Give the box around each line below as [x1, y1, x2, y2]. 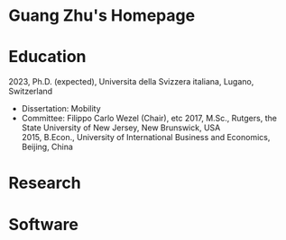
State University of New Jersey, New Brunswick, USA [21, 122, 221, 133]
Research [8, 173, 82, 193]
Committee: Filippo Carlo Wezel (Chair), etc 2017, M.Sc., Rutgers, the [21, 113, 277, 124]
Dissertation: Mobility [21, 103, 101, 114]
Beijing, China [21, 141, 74, 153]
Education [8, 47, 87, 67]
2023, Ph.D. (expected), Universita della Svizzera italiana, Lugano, [8, 76, 254, 87]
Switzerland [8, 86, 53, 97]
